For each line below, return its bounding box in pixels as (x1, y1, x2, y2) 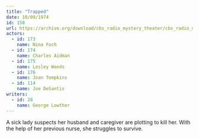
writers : (6, 91, 28, 97)
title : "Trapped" (6, 8, 49, 15)
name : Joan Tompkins (17, 75, 68, 81)
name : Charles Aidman (17, 53, 70, 59)
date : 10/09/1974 (6, 14, 49, 20)
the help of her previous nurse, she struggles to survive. (6, 125, 143, 132)
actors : (6, 31, 25, 37)
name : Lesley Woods (17, 63, 65, 70)
